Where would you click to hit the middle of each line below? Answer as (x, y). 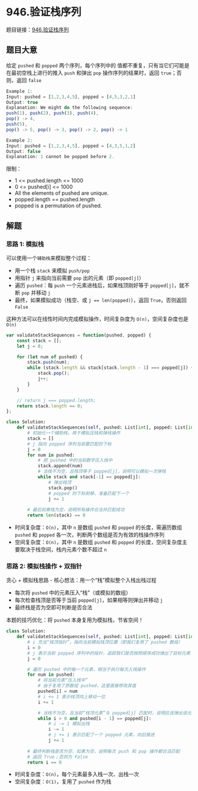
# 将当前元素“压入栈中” (63, 680)
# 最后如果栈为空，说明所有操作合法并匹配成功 (76, 510)
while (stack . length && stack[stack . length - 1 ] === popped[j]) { (110, 368)
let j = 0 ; (30, 346)
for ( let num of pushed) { (50, 357)
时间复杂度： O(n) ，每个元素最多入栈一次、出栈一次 (77, 774)
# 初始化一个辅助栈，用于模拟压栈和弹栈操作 (74, 433)
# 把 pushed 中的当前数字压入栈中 (75, 460)
